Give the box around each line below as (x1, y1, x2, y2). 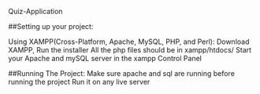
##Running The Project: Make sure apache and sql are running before (8, 69, 235, 78)
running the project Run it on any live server (8, 78, 150, 86)
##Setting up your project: (8, 22, 94, 31)
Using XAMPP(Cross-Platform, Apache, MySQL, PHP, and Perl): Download (8, 37, 250, 46)
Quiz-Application (8, 7, 63, 16)
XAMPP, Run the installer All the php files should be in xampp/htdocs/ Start (8, 45, 252, 54)
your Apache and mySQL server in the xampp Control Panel (8, 54, 202, 63)
